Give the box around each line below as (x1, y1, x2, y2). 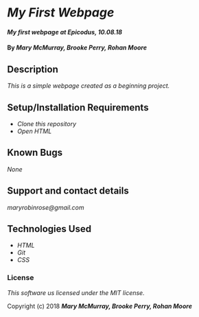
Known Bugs (7, 147, 63, 158)
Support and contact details (7, 185, 129, 197)
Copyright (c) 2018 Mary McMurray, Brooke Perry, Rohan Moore (7, 302, 192, 310)
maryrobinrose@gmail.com (7, 203, 84, 211)
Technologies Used (7, 223, 91, 235)
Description (7, 63, 58, 75)
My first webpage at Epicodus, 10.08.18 (7, 27, 122, 36)
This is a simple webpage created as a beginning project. (7, 82, 170, 90)
